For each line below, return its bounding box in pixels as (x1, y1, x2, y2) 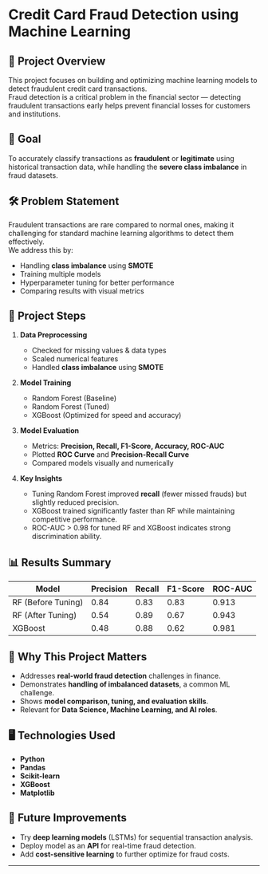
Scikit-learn (19, 771, 61, 781)
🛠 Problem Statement (8, 195, 120, 208)
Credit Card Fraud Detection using (8, 6, 239, 24)
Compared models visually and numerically (31, 459, 174, 468)
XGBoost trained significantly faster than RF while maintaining (31, 506, 235, 516)
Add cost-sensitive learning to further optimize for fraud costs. (19, 849, 230, 859)
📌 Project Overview (8, 54, 106, 68)
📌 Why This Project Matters (8, 650, 148, 663)
